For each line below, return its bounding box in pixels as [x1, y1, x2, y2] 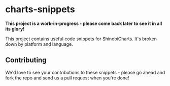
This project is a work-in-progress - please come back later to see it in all [5, 20, 162, 26]
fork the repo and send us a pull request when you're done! [5, 75, 129, 81]
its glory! [5, 25, 25, 32]
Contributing [5, 56, 47, 65]
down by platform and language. [5, 41, 74, 47]
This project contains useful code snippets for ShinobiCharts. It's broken [5, 36, 157, 42]
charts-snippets [5, 4, 75, 15]
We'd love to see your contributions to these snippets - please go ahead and [5, 69, 165, 75]
